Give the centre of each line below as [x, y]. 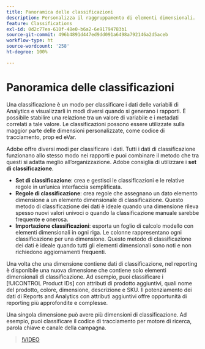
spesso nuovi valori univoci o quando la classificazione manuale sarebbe [107, 212]
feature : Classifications [39, 23]
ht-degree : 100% [27, 52]
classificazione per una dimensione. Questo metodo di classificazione [103, 239]
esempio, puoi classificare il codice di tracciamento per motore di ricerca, [99, 321]
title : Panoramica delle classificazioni [60, 12]
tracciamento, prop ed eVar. [41, 137]
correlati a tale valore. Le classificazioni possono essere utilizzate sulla [95, 124]
